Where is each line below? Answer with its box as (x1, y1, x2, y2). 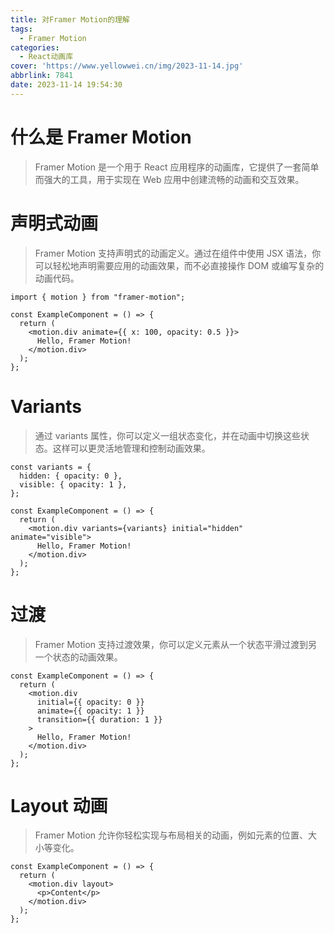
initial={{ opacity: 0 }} (36, 697, 145, 707)
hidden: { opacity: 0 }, (19, 471, 123, 481)
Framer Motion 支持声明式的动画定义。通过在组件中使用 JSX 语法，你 (34, 247, 322, 259)
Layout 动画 (10, 794, 108, 817)
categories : (10, 42, 60, 53)
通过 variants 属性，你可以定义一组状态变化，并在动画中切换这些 (34, 429, 302, 441)
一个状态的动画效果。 (34, 651, 123, 663)
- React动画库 (19, 52, 74, 62)
